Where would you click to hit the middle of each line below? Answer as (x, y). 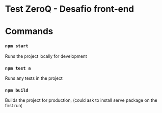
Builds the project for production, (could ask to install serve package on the (81, 100)
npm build (17, 90)
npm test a (18, 68)
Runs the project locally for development (46, 56)
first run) (14, 106)
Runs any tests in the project (34, 78)
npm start (17, 46)
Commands (29, 32)
